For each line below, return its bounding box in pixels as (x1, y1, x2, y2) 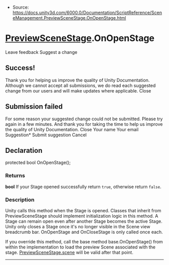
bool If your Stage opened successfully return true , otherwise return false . (5, 184, 162, 190)
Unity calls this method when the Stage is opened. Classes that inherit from (5, 207, 161, 213)
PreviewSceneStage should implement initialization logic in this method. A (5, 213, 158, 219)
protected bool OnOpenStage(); (5, 159, 71, 165)
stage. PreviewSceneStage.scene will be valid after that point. (5, 249, 133, 255)
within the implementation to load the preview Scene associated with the (5, 244, 156, 250)
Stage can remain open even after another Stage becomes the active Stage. (5, 218, 162, 224)
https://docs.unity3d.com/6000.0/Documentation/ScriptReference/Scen (12, 10, 162, 16)
